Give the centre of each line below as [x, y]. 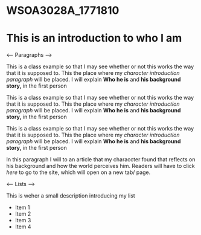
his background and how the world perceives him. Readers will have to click [101, 166]
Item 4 [23, 227]
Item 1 [22, 208]
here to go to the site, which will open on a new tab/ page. [78, 172]
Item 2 [23, 214]
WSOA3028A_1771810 [63, 11]
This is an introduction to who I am [94, 38]
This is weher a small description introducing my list [71, 196]
